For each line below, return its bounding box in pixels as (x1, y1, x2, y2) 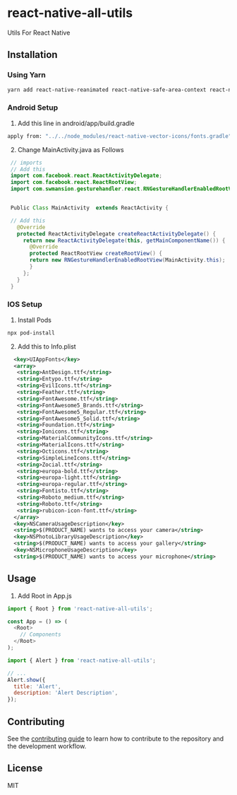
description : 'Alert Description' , (13, 690, 119, 697)
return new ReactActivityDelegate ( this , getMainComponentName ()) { (23, 237, 226, 244)
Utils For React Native (7, 28, 71, 37)
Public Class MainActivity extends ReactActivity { (10, 204, 169, 211)
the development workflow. (7, 741, 87, 750)
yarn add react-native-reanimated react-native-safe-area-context (7, 86, 207, 93)
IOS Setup (7, 299, 42, 309)
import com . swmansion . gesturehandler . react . (10, 185, 143, 192)
